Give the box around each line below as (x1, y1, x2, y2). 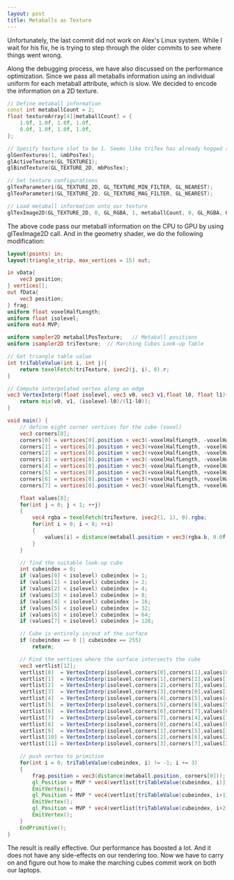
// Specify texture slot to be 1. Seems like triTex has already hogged (7, 145, 223, 152)
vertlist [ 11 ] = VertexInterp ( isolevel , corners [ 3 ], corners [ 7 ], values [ (19, 740, 226, 747)
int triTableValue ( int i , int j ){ (7, 359, 108, 367)
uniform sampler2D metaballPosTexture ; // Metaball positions (7, 334, 198, 341)
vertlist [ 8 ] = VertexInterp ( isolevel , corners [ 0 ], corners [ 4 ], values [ (19, 721, 226, 728)
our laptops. (7, 865, 42, 874)
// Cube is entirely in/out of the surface (19, 630, 148, 638)
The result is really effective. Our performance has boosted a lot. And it (7, 843, 211, 852)
